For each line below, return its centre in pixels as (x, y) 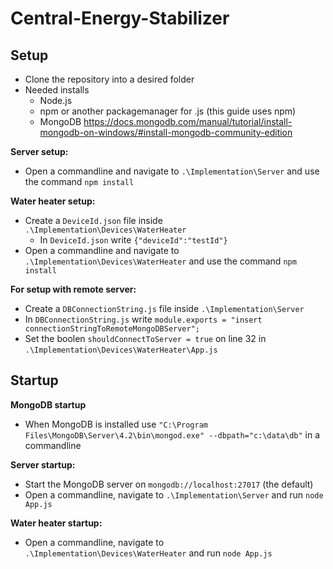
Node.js (56, 100)
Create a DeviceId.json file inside (93, 220)
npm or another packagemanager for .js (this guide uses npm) (168, 111)
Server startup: (43, 464)
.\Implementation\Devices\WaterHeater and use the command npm (160, 261)
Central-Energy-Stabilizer (120, 18)
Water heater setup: (53, 201)
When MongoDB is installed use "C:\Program (116, 424)
